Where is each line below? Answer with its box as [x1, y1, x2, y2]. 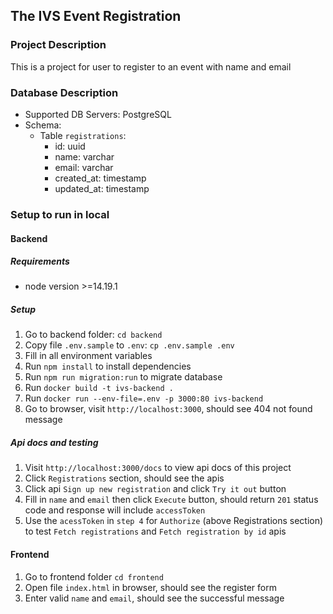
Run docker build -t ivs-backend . [24, 382, 174, 394]
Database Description [10, 85, 119, 99]
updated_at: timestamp [54, 182, 150, 194]
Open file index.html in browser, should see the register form [24, 581, 277, 593]
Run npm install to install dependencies [24, 360, 192, 373]
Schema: [24, 119, 62, 131]
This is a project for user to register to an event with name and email [10, 60, 292, 73]
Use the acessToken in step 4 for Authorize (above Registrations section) [24, 515, 324, 527]
